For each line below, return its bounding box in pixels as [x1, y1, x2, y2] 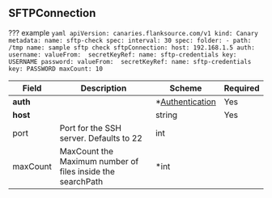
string [155, 109, 178, 120]
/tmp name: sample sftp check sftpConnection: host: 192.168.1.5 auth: [8, 44, 255, 52]
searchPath [59, 175, 104, 187]
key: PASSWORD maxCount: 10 [8, 65, 104, 73]
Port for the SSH [59, 122, 121, 133]
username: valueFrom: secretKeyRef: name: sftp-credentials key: [8, 50, 237, 59]
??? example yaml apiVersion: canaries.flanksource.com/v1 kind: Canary [8, 27, 259, 37]
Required [223, 82, 260, 94]
